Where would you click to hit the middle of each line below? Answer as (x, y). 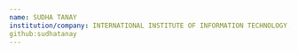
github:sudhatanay (43, 33)
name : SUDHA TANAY (43, 17)
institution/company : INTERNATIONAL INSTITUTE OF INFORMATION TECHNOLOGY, (150, 26)
